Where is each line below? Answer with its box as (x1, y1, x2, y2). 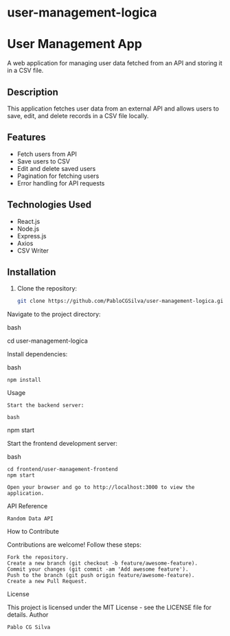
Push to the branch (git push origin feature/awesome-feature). (7, 572, 195, 579)
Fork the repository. (7, 554, 69, 561)
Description (7, 86, 58, 98)
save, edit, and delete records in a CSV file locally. (7, 111, 149, 120)
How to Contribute (7, 527, 60, 536)
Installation (7, 266, 56, 277)
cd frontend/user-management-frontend (7, 466, 118, 473)
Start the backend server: (7, 402, 84, 409)
